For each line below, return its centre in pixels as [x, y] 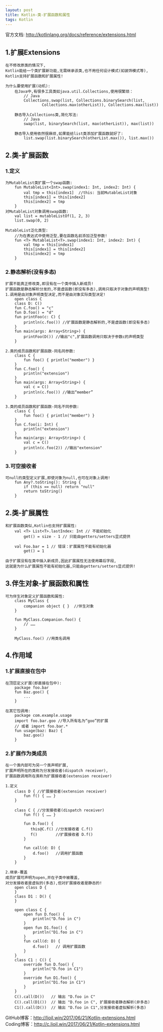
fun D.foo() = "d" [34, 313]
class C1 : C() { [33, 960]
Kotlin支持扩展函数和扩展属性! [34, 76]
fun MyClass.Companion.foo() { [48, 620]
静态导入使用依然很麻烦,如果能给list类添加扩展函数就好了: [69, 134]
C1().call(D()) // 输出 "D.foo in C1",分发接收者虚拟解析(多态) [80, 1008]
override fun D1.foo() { [50, 978]
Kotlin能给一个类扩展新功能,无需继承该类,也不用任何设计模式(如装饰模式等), [77, 71]
